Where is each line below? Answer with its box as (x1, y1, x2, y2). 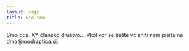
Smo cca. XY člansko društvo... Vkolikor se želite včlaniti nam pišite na (6, 31, 184, 38)
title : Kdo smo (6, 15, 45, 21)
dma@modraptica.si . (6, 38, 59, 45)
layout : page (6, 8, 40, 15)
